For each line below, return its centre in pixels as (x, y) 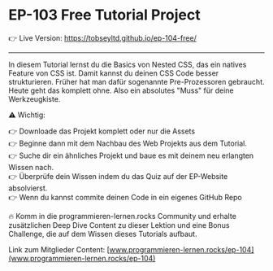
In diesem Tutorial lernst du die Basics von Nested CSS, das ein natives (128, 64)
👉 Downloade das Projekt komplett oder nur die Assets (102, 131)
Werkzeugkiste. (35, 98)
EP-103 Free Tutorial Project (104, 15)
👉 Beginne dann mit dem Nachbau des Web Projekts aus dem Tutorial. (128, 143)
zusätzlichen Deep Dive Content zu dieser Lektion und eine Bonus (119, 225)
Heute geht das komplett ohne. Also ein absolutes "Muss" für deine (121, 90)
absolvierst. (28, 188)
